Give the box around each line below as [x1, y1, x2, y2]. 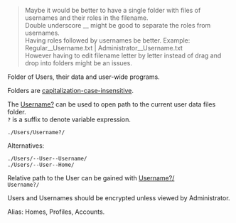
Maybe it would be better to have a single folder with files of [24, 6, 201, 14]
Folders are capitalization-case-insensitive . [7, 87, 134, 94]
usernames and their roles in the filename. [24, 13, 149, 22]
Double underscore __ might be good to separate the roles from [24, 21, 211, 29]
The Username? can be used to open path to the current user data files [7, 100, 216, 109]
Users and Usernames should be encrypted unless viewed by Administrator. [7, 194, 230, 202]
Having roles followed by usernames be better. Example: [24, 36, 191, 45]
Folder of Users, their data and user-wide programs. [7, 72, 160, 81]
